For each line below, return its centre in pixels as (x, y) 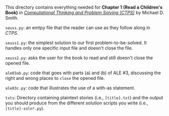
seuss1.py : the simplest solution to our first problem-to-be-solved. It (76, 43)
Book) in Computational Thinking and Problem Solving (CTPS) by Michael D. (85, 13)
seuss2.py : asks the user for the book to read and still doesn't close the (79, 58)
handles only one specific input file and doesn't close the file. (69, 48)
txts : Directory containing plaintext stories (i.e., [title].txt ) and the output (84, 98)
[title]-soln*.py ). (25, 108)
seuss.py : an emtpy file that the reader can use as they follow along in (78, 28)
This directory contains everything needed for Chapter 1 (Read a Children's (84, 7)
